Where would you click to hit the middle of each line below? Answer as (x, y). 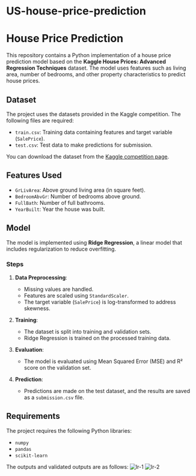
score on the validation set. (57, 367)
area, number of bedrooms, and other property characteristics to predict (96, 75)
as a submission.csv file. (54, 397)
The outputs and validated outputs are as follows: (67, 466)
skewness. (37, 308)
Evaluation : (29, 349)
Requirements (33, 416)
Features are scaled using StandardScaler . (76, 295)
